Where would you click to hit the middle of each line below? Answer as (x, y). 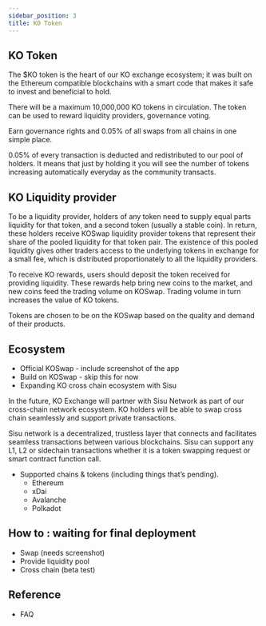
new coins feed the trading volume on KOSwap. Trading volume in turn (125, 292)
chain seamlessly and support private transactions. (92, 417)
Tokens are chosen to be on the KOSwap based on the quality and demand (132, 316)
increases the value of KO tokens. (64, 300)
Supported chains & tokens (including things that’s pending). (119, 474)
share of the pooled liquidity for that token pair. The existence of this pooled (133, 242)
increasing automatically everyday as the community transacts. (112, 172)
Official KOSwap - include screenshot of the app (99, 368)
